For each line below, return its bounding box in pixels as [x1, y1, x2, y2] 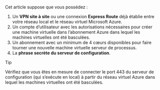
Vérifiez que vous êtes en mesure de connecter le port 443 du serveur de [5, 69, 154, 75]
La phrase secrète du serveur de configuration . [12, 50, 111, 56]
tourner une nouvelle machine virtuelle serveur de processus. [12, 45, 137, 50]
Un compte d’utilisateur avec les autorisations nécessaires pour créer [12, 24, 153, 30]
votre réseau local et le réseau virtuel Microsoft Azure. [12, 19, 123, 24]
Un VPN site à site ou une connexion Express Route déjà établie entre [12, 14, 155, 19]
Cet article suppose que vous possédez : [5, 4, 88, 10]
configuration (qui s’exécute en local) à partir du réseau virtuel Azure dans [5, 74, 156, 80]
